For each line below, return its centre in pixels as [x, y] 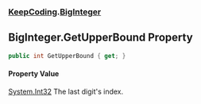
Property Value [34, 74]
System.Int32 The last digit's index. [66, 91]
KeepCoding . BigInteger [55, 12]
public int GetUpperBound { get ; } [67, 56]
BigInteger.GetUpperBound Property [100, 38]
